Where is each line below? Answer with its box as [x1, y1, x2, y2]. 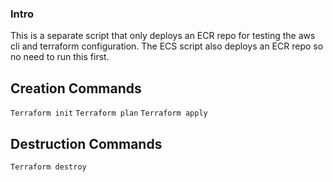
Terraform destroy [10, 162, 87, 172]
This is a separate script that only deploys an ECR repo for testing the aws [10, 30, 316, 42]
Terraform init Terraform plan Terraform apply [10, 108, 208, 119]
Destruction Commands [10, 135, 163, 152]
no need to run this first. [10, 51, 110, 63]
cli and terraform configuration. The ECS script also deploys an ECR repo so [10, 40, 324, 52]
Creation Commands [10, 80, 142, 97]
